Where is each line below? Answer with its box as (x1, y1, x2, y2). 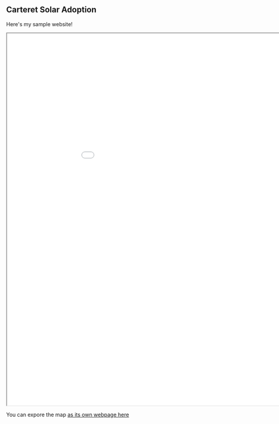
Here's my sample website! (6, 20, 73, 27)
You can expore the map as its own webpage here (6, 411, 129, 418)
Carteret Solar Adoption (6, 5, 97, 15)
